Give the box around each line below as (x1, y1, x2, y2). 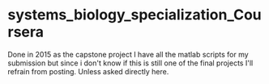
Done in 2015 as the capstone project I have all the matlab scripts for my (7, 49, 249, 59)
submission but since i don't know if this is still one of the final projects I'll (7, 58, 254, 68)
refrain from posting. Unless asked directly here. (7, 66, 169, 76)
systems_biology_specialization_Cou (7, 6, 263, 24)
